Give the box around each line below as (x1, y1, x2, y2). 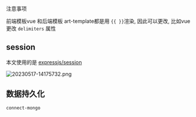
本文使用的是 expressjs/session (6, 58, 82, 66)
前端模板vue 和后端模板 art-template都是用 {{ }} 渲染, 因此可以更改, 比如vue (6, 18, 191, 25)
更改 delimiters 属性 (6, 25, 56, 32)
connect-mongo (6, 105, 41, 111)
